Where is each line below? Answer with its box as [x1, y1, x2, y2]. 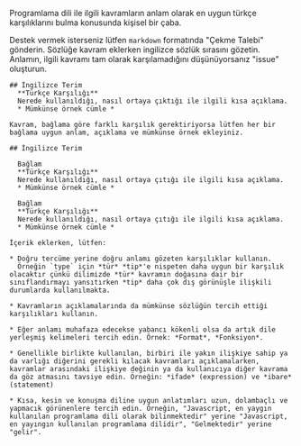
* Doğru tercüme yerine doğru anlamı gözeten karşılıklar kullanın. [9, 254, 272, 263]
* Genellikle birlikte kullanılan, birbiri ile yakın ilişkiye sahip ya [9, 349, 288, 358]
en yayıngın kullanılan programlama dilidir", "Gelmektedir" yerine [9, 420, 272, 429]
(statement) [9, 380, 54, 389]
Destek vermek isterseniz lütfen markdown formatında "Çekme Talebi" [9, 35, 264, 45]
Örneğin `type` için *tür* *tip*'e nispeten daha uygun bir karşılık [17, 262, 284, 271]
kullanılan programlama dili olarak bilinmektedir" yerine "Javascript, [9, 412, 288, 421]
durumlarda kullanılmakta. [9, 286, 111, 295]
